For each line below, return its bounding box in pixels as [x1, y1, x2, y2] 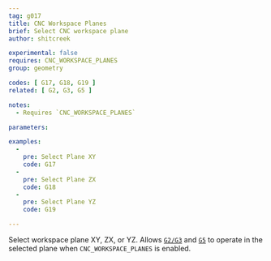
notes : [8, 101, 31, 109]
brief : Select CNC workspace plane [8, 27, 129, 35]
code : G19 [23, 206, 57, 214]
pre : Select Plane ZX [23, 175, 96, 183]
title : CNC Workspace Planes [8, 19, 107, 28]
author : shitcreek [8, 34, 71, 43]
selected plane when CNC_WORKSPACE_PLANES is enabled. [8, 244, 191, 253]
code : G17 [23, 160, 57, 169]
